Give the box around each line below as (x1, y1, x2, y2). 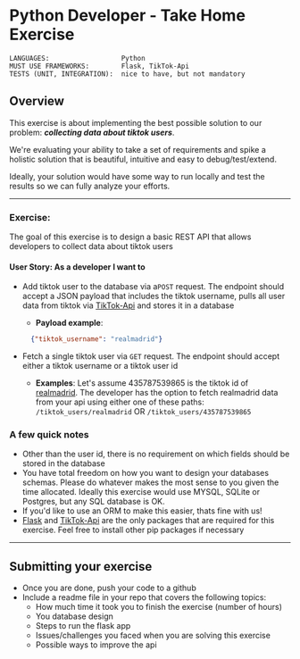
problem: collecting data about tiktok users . (9, 127, 175, 138)
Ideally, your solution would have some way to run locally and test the (9, 171, 265, 181)
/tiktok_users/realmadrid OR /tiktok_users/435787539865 (35, 406, 252, 417)
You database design (35, 611, 114, 621)
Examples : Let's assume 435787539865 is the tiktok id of (35, 378, 248, 388)
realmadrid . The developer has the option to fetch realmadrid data (35, 388, 279, 398)
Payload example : (35, 318, 104, 329)
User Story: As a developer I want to (9, 261, 146, 272)
